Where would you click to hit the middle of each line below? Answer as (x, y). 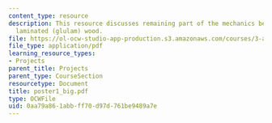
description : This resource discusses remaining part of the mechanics (132, 23)
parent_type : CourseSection (56, 76)
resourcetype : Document (49, 83)
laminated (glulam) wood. (59, 31)
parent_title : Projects (49, 69)
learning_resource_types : (52, 53)
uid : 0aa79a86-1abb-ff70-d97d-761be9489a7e (83, 106)
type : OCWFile (32, 99)
